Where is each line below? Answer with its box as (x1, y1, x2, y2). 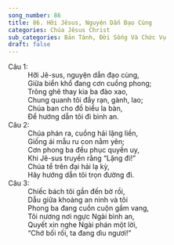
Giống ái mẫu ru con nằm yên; (27, 137, 125, 146)
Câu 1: (8, 62, 29, 71)
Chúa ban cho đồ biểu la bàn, (27, 103, 123, 113)
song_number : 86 (8, 11, 61, 20)
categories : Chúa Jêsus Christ (8, 26, 111, 34)
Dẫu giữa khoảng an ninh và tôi (27, 195, 128, 204)
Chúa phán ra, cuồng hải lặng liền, (27, 128, 139, 138)
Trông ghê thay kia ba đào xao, (27, 87, 128, 96)
